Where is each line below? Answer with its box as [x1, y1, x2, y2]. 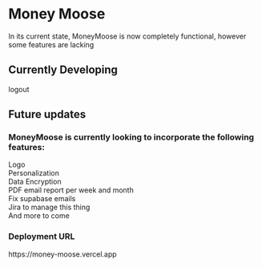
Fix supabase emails [8, 194, 76, 204]
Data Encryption [8, 177, 62, 187]
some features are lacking [8, 39, 95, 49]
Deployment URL [8, 231, 75, 242]
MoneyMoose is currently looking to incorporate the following [8, 131, 255, 143]
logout [8, 84, 30, 94]
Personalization [8, 168, 60, 178]
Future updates [8, 107, 87, 121]
